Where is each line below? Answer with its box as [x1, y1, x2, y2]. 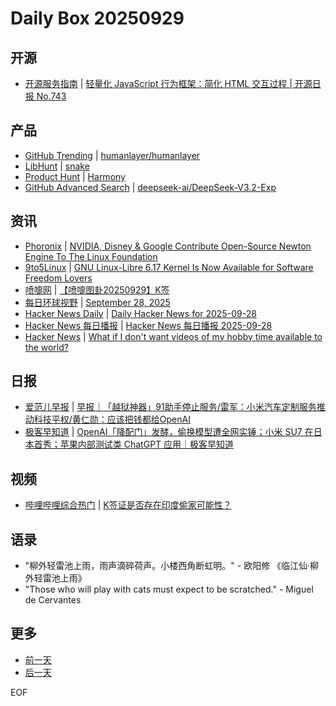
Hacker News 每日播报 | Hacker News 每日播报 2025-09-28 [24, 319, 273, 331]
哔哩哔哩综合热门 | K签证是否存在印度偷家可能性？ [24, 499, 232, 511]
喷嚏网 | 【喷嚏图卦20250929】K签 [24, 283, 170, 296]
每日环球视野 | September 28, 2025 [24, 296, 171, 308]
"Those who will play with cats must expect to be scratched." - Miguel [24, 583, 314, 596]
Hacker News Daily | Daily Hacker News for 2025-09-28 [24, 307, 257, 319]
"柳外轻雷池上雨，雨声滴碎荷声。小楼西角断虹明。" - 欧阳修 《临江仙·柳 [24, 560, 320, 572]
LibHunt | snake [24, 160, 90, 172]
